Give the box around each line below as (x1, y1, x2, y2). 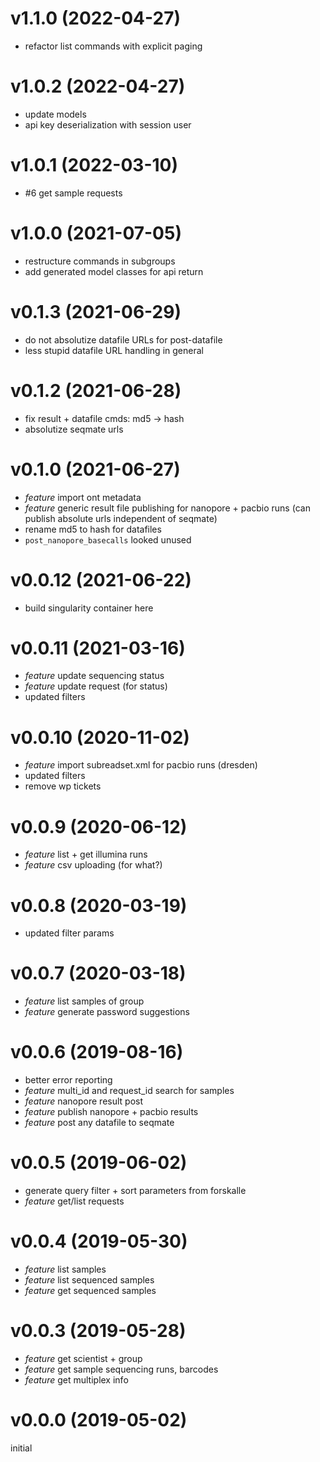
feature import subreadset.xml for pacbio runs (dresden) (24, 759, 258, 771)
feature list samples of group (24, 995, 145, 1007)
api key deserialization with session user (24, 118, 192, 131)
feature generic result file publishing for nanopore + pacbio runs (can (24, 502, 311, 514)
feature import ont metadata (24, 491, 142, 503)
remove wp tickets (24, 780, 102, 792)
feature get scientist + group (24, 1352, 143, 1364)
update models (24, 108, 87, 120)
